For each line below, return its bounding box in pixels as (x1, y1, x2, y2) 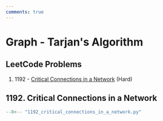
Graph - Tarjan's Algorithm (5, 35, 144, 49)
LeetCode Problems (5, 59, 82, 70)
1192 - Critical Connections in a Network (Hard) (14, 75, 133, 83)
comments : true (5, 9, 44, 15)
